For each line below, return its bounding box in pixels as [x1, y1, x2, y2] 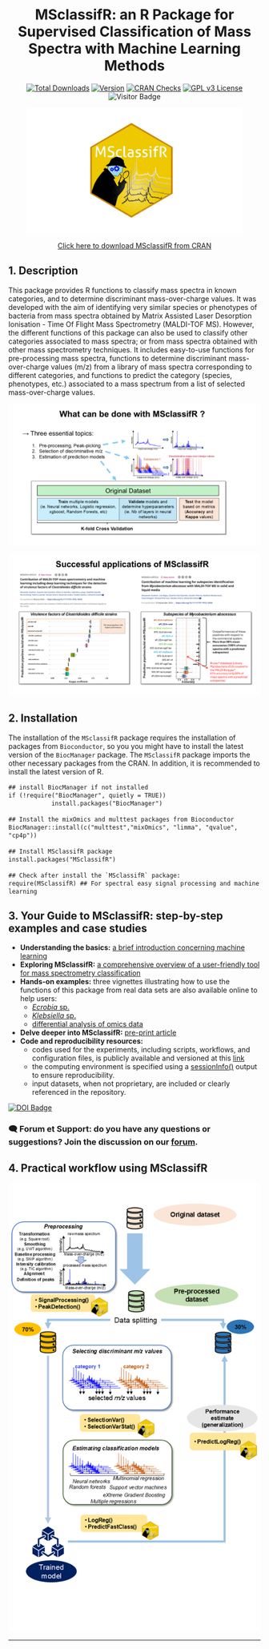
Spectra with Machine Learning [27, 40, 242, 58]
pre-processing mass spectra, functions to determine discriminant [8, 353, 227, 363]
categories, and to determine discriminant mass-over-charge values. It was [8, 294, 257, 304]
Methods [103, 57, 166, 75]
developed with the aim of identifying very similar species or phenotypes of [8, 302, 258, 312]
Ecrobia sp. [31, 1003, 70, 1012]
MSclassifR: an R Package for [34, 6, 235, 24]
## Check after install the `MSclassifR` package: [8, 871, 181, 879]
